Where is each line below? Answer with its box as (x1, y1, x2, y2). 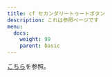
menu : (7, 23, 23, 30)
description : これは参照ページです (7, 17, 99, 24)
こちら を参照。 (7, 62, 50, 70)
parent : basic (19, 42, 60, 49)
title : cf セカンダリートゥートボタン (7, 10, 106, 17)
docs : (13, 29, 30, 37)
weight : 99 (19, 36, 51, 43)
